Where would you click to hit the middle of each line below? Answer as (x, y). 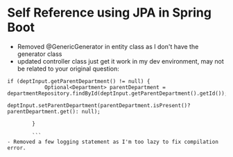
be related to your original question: (68, 68)
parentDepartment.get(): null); (54, 111)
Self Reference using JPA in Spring (109, 13)
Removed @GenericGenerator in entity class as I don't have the (108, 46)
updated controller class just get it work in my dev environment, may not (120, 61)
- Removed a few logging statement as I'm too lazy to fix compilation (113, 142)
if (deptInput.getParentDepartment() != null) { (79, 81)
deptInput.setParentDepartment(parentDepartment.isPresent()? (99, 105)
